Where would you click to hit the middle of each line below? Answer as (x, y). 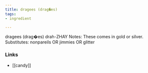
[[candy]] (21, 65)
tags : (10, 14)
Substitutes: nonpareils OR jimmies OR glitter (50, 42)
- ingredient (18, 18)
